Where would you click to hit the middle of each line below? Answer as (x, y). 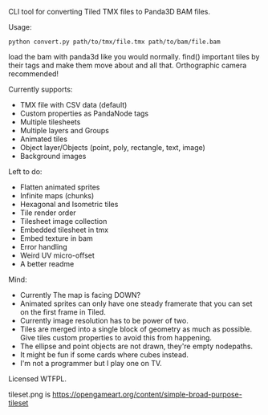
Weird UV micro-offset (57, 255)
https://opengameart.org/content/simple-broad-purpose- (147, 394)
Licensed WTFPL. (37, 379)
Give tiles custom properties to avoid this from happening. (116, 338)
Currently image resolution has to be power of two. (104, 321)
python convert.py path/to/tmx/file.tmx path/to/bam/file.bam (114, 42)
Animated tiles (44, 139)
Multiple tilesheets (50, 122)
